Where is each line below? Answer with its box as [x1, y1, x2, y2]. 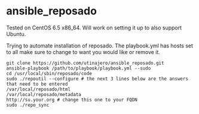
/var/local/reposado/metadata [6, 91, 82, 97]
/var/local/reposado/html [6, 86, 71, 92]
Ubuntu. [6, 30, 26, 37]
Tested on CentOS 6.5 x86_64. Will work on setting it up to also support [6, 24, 182, 31]
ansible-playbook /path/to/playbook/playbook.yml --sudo [6, 65, 151, 71]
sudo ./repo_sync [6, 102, 50, 108]
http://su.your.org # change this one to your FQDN [6, 97, 137, 103]
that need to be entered [6, 81, 68, 87]
